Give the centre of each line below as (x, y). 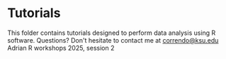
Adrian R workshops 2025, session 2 (61, 48)
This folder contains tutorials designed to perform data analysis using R (112, 33)
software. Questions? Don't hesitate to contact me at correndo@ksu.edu (113, 40)
